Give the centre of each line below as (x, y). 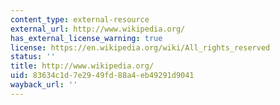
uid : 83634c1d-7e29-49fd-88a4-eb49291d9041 (102, 76)
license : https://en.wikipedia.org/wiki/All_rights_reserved (140, 47)
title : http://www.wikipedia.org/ (82, 66)
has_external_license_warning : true (86, 38)
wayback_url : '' (44, 85)
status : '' (33, 57)
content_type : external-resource (80, 19)
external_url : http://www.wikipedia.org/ (98, 29)
